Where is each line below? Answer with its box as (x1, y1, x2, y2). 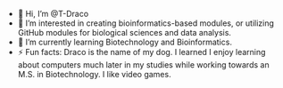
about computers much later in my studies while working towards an (17, 60, 270, 70)
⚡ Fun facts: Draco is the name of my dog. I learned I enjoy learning (17, 47, 266, 57)
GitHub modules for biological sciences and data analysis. (17, 28, 232, 37)
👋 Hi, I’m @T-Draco (17, 9, 89, 19)
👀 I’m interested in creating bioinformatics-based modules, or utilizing (17, 18, 275, 28)
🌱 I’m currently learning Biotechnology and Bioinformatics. (17, 36, 232, 47)
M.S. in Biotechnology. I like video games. (17, 69, 171, 79)
